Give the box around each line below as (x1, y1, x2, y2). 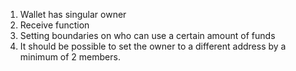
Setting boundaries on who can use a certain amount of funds (19, 30, 276, 41)
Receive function (19, 19, 90, 31)
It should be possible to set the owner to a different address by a (19, 40, 287, 52)
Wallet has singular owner (19, 9, 127, 20)
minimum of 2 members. (19, 51, 121, 63)
